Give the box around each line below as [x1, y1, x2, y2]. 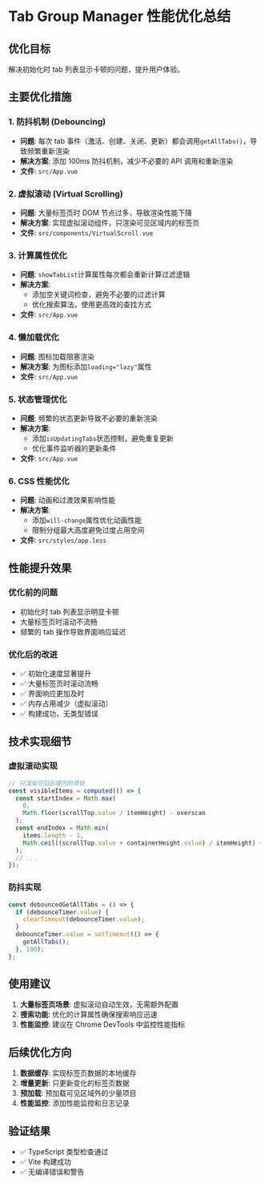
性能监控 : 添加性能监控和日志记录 [19, 1098, 130, 1108]
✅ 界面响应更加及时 [19, 689, 85, 699]
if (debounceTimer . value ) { [15, 908, 110, 916]
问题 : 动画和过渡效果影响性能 [19, 495, 116, 505]
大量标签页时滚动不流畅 [19, 617, 98, 626]
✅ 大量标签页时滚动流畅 [19, 679, 98, 688]
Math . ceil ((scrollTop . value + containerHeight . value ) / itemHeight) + [22, 839, 263, 847]
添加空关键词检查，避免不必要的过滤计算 [31, 290, 166, 299]
